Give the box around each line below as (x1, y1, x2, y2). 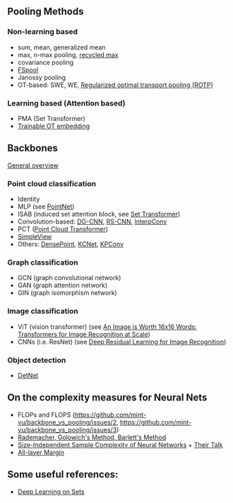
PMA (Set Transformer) (17, 114, 86, 122)
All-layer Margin (17, 448, 65, 456)
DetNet (17, 371, 39, 379)
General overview (7, 161, 59, 169)
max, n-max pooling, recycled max (17, 50, 119, 59)
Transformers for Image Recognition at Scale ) (17, 330, 150, 338)
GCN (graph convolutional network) (17, 274, 121, 282)
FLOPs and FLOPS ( (17, 410, 76, 419)
